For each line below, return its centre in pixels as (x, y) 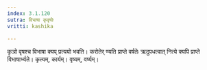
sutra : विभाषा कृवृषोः (31, 20)
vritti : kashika (30, 26)
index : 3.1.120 (29, 13)
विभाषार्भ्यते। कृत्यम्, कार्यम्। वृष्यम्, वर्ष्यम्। (53, 60)
